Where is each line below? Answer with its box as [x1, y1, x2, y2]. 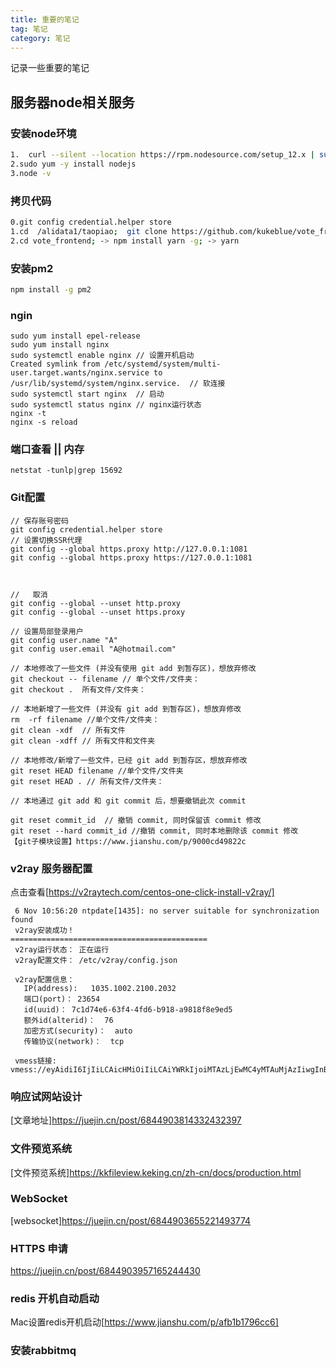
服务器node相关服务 [10, 94, 135, 111]
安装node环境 [10, 126, 77, 140]
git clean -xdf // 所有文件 [10, 725, 126, 735]
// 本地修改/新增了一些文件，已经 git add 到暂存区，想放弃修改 [10, 755, 248, 765]
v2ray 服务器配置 [10, 861, 93, 875]
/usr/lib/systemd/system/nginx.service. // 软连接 [10, 379, 226, 389]
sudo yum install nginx [10, 340, 110, 350]
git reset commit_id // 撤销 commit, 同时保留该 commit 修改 [10, 815, 262, 825]
